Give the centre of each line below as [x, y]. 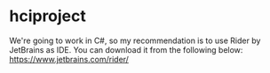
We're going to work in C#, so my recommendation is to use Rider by [135, 40]
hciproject [48, 16]
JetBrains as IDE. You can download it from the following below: [126, 49]
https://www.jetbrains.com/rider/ [69, 59]
